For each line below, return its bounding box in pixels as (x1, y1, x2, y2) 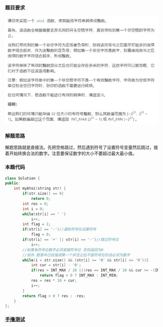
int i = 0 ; (22, 206, 45, 212)
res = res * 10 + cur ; (31, 278, 77, 283)
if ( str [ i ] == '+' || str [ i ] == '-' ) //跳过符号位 (22, 237, 119, 242)
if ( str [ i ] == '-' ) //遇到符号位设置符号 (22, 227, 97, 232)
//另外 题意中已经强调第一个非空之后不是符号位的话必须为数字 (22, 252, 130, 258)
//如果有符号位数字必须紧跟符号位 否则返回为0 (22, 247, 103, 252)
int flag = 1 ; (22, 222, 51, 227)
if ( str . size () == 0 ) (22, 191, 64, 196)
